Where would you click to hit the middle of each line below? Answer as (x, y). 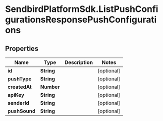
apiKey (16, 95)
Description (79, 62)
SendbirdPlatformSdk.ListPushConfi (82, 9)
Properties (22, 48)
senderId (19, 103)
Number (50, 87)
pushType (20, 79)
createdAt (20, 87)
